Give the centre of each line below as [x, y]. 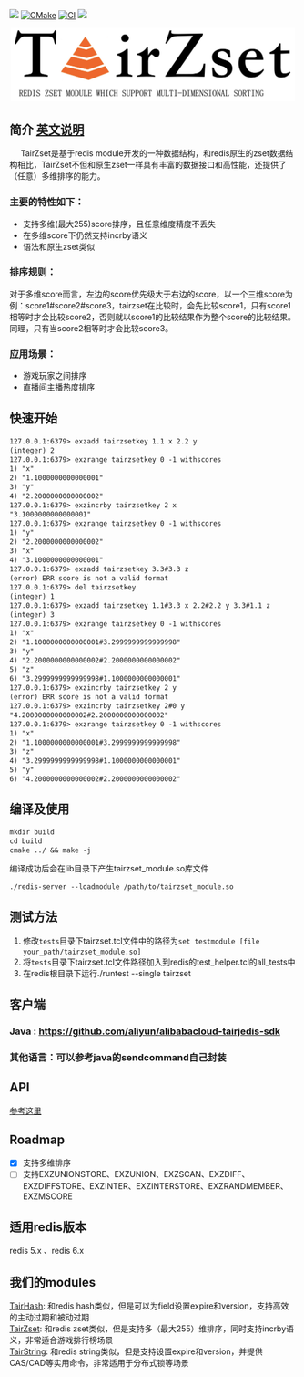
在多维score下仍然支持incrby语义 [85, 235]
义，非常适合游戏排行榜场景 [61, 1340]
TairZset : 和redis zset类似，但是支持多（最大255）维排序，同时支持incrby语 [152, 1329]
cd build [26, 841]
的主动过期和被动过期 [49, 1318]
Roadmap [37, 1139]
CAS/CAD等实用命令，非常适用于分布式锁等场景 [99, 1363]
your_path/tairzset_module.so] [82, 952]
